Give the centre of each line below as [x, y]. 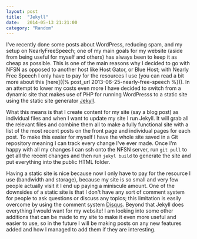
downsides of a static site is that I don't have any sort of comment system [96, 192]
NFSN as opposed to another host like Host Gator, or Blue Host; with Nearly [98, 70]
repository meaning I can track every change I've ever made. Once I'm [91, 143]
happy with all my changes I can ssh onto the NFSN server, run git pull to [96, 150]
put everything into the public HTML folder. [58, 162]
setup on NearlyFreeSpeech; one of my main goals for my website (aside [95, 51]
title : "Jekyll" [27, 17]
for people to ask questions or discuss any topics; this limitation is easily [94, 198]
